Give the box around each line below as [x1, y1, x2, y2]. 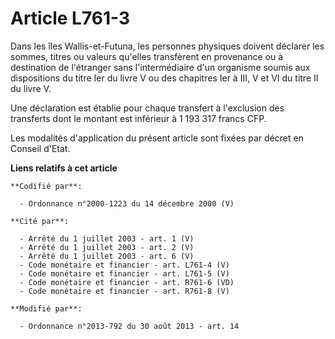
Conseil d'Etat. [10, 142, 71, 154]
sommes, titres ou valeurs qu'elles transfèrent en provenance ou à [10, 50, 284, 62]
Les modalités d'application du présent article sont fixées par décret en [10, 132, 304, 144]
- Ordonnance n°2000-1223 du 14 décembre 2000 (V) [19, 198, 235, 209]
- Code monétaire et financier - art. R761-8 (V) [19, 286, 230, 296]
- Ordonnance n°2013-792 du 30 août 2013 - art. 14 [19, 321, 240, 331]
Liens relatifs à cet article [10, 162, 118, 174]
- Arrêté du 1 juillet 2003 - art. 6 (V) [19, 251, 195, 261]
